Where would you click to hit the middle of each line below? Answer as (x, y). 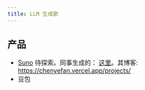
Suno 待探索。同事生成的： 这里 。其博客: (78, 63)
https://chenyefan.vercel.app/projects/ (74, 71)
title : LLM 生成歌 (33, 14)
